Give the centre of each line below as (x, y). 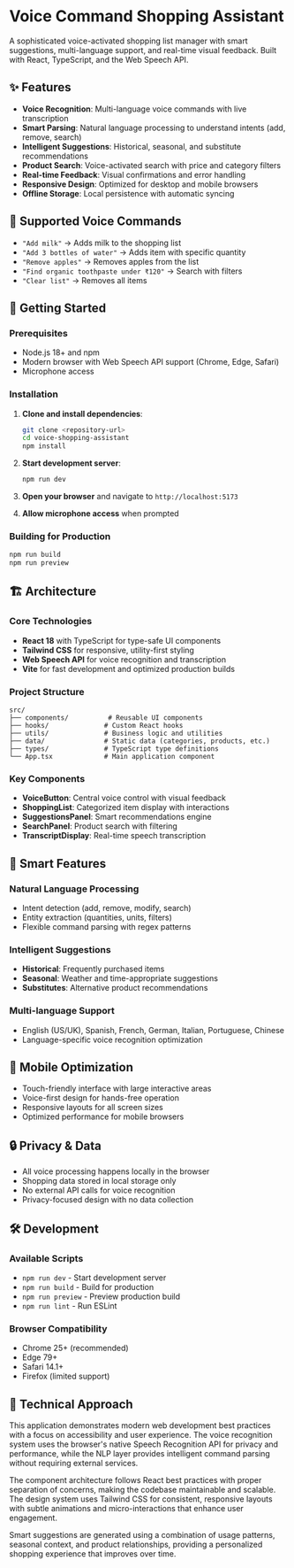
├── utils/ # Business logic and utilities (116, 734)
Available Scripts (46, 1258)
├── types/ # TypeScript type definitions (114, 749)
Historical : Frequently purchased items (93, 969)
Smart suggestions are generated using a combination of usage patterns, (142, 1535)
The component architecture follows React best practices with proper (136, 1480)
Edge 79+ (40, 1357)
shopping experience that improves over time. (93, 1554)
